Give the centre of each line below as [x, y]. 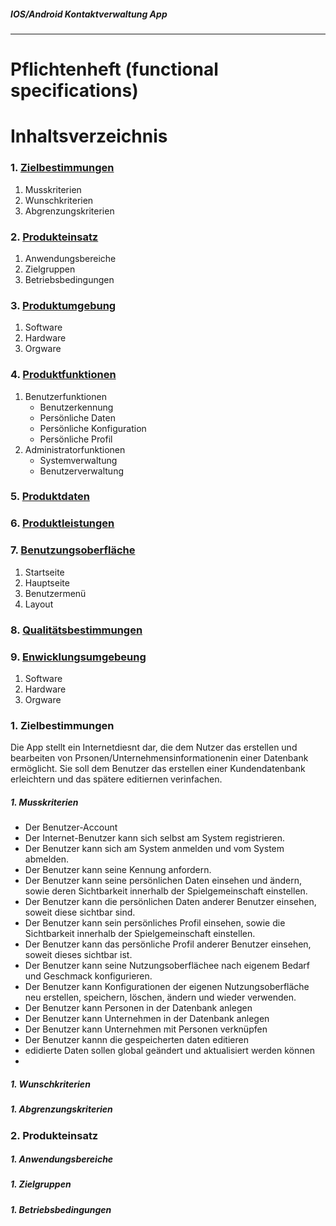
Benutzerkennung [76, 407]
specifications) [74, 91]
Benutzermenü [55, 593]
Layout [39, 604]
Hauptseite [47, 582]
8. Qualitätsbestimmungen [76, 630]
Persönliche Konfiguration [93, 428]
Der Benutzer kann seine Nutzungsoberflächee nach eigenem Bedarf [167, 966]
